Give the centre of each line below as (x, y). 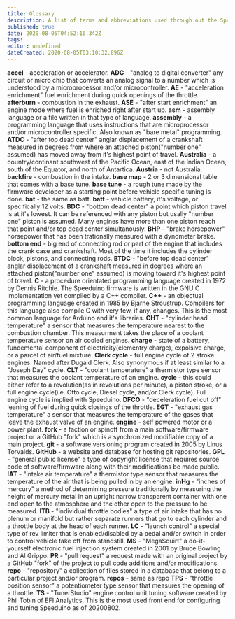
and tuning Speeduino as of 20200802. (64, 607)
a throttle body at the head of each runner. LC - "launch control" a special (113, 526)
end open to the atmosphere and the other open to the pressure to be (107, 504)
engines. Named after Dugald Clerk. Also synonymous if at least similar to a (116, 362)
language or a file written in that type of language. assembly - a (100, 117)
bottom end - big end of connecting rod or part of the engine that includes (115, 243)
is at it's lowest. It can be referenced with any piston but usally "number (111, 213)
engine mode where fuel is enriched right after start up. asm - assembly (111, 110)
